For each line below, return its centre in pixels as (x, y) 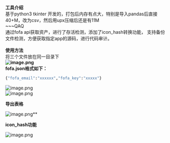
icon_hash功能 (21, 125)
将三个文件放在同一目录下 (32, 57)
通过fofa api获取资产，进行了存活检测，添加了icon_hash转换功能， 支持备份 (85, 32)
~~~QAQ (15, 26)
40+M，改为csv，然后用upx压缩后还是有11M (52, 20)
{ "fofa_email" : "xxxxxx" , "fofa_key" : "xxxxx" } (54, 78)
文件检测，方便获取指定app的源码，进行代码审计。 (59, 38)
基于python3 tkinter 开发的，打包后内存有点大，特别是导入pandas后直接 (81, 14)
